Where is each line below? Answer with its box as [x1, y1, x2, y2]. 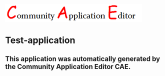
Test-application [5, 34, 75, 46]
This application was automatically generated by [5, 54, 160, 63]
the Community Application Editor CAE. [5, 62, 131, 71]
